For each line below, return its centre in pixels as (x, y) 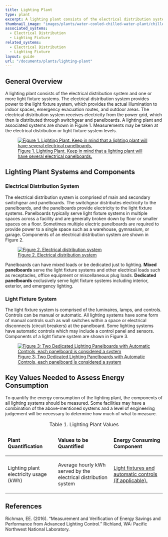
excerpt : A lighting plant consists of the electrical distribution (78, 19)
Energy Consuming (137, 440)
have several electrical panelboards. (55, 156)
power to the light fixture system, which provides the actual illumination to (81, 104)
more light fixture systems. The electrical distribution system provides (77, 99)
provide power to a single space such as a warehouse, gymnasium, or (77, 229)
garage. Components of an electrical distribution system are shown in (77, 234)
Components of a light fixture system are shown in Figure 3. (67, 337)
